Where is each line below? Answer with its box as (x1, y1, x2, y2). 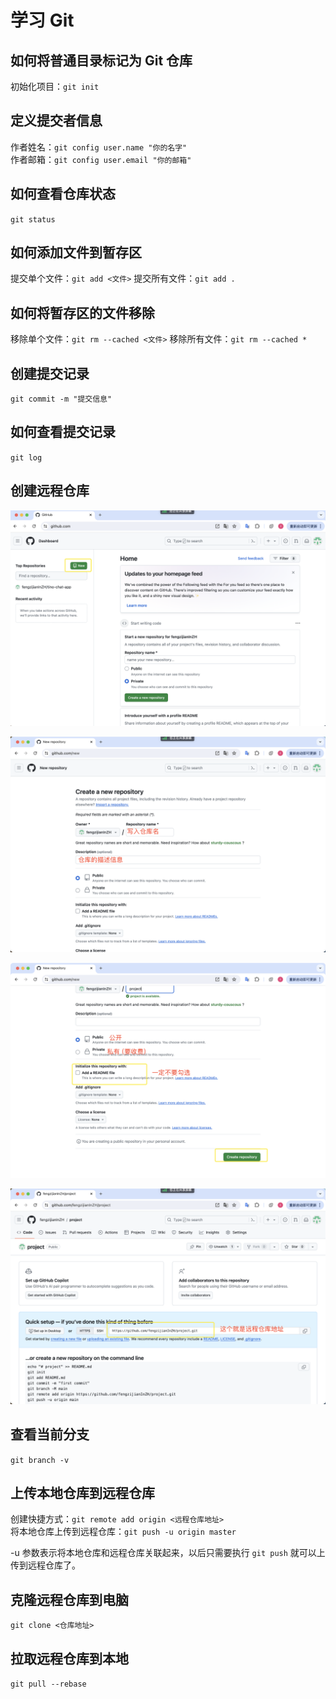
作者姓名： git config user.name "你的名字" (10, 141, 188, 153)
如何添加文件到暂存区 (10, 244, 142, 261)
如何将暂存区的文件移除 (10, 304, 155, 321)
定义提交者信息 (10, 112, 103, 130)
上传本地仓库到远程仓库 (10, 1485, 155, 1501)
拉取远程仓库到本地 (10, 1650, 129, 1667)
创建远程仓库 (10, 482, 90, 500)
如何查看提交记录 (10, 424, 116, 441)
